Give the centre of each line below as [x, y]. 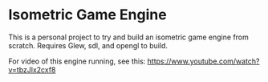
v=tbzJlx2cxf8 [32, 69]
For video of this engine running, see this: [77, 61]
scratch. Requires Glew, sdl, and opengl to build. [88, 45]
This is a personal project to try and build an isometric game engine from [128, 37]
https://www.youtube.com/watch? [203, 61]
